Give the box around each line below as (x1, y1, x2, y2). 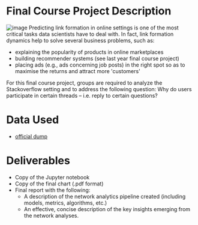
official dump (14, 133, 48, 140)
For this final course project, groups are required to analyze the (6, 79, 163, 86)
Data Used (6, 113, 59, 127)
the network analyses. (23, 212, 79, 219)
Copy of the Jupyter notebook (14, 173, 90, 181)
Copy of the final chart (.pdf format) (14, 180, 104, 187)
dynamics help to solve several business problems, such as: (6, 37, 155, 44)
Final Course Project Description (6, 4, 172, 18)
